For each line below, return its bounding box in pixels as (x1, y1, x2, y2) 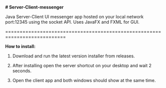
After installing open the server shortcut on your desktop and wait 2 (12, 63, 152, 68)
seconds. (12, 68, 32, 74)
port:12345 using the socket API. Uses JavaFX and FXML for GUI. (5, 19, 140, 25)
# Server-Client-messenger (5, 4, 64, 10)
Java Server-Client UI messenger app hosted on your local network (5, 14, 144, 19)
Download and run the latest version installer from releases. (12, 53, 135, 59)
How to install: (5, 44, 36, 49)
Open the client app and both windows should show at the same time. (12, 78, 156, 83)
